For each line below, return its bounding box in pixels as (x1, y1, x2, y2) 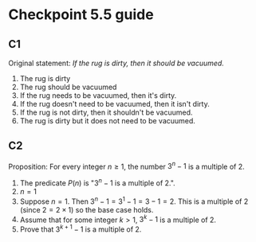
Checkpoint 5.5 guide (8, 6, 154, 24)
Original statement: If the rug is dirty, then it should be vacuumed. (8, 58, 225, 68)
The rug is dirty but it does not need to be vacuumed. (19, 116, 195, 125)
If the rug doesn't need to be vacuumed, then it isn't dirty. (19, 100, 210, 108)
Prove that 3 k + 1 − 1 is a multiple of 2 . (19, 223, 142, 234)
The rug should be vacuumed (19, 82, 117, 92)
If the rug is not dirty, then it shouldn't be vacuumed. (19, 107, 193, 117)
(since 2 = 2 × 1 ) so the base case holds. (19, 205, 154, 214)
